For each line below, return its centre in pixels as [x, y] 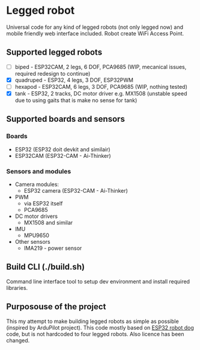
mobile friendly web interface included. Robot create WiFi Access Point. [95, 33]
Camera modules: [37, 184]
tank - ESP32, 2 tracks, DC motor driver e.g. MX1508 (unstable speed [101, 93]
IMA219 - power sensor [53, 248]
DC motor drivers [36, 216]
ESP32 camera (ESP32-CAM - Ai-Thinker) [76, 190]
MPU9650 [37, 235]
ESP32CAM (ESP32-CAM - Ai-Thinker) [63, 155]
